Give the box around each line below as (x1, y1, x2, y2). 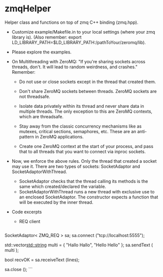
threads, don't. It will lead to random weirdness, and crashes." (11, 64, 138, 70)
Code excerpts (11, 209, 42, 215)
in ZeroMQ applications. (35, 134, 84, 139)
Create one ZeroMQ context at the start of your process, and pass (19, 143, 154, 149)
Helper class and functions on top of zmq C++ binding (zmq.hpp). (4, 19, 138, 25)
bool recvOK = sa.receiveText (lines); (4, 257, 80, 263)
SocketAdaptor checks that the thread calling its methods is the (19, 178, 148, 184)
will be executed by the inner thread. (19, 199, 94, 205)
